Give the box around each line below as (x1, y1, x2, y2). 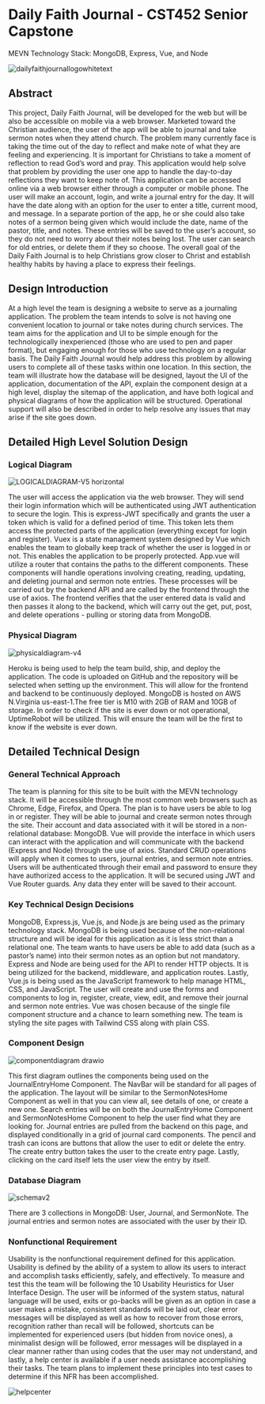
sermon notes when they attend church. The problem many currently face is (8, 133, 257, 142)
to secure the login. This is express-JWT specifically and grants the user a (8, 509, 251, 519)
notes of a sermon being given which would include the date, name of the (8, 217, 248, 226)
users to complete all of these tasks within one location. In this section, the (8, 362, 252, 371)
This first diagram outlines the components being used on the (8, 1071, 210, 1080)
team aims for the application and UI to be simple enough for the (8, 328, 218, 338)
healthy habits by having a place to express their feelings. (8, 259, 196, 268)
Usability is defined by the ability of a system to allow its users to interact (8, 1262, 247, 1272)
